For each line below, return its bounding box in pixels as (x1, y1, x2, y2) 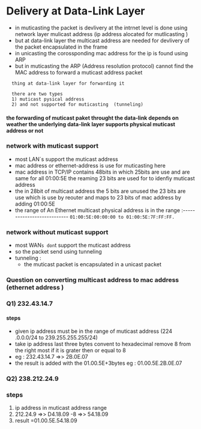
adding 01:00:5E (14, 200, 55, 207)
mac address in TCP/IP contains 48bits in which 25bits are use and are (14, 168, 190, 175)
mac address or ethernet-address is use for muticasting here (14, 162, 166, 169)
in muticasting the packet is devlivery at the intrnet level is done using (14, 24, 188, 31)
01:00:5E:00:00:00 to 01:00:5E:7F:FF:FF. (70, 214, 175, 220)
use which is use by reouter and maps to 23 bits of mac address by (14, 193, 182, 201)
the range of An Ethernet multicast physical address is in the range (14, 206, 181, 214)
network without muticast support (6, 228, 109, 236)
